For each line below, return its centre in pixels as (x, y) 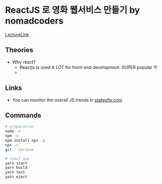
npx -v (12, 145)
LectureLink (17, 35)
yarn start (16, 163)
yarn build (16, 168)
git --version (20, 149)
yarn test (15, 172)
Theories (19, 50)
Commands (23, 115)
